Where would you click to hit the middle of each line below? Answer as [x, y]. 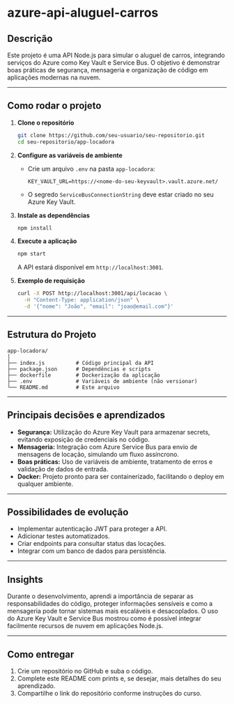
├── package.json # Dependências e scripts [79, 369]
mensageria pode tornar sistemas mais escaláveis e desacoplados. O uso [113, 611]
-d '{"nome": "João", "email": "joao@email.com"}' [99, 307]
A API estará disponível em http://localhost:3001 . [90, 267]
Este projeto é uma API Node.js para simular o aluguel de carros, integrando [116, 55]
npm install [34, 228]
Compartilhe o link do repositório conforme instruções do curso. [109, 693]
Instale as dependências [54, 215]
